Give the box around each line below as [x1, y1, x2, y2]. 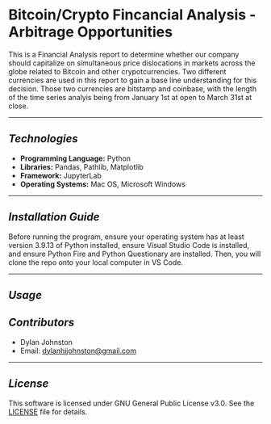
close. [8, 101, 29, 111]
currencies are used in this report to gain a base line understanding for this [8, 75, 257, 85]
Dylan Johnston [19, 337, 73, 346]
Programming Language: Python [19, 153, 131, 163]
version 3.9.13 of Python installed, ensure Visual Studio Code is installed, [8, 240, 250, 250]
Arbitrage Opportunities [8, 23, 173, 41]
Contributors [8, 316, 75, 330]
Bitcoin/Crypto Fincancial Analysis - [8, 6, 256, 24]
